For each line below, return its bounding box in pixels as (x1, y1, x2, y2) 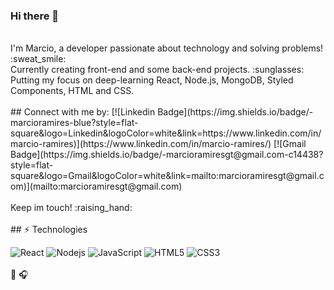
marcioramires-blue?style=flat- (10, 117, 139, 129)
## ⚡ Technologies (10, 224, 88, 236)
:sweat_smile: (10, 53, 67, 65)
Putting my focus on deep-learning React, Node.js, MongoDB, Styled (10, 74, 294, 86)
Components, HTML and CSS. (10, 85, 135, 97)
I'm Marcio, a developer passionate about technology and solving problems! (10, 42, 324, 54)
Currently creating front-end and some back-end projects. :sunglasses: (10, 64, 305, 76)
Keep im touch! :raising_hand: (10, 202, 133, 214)
